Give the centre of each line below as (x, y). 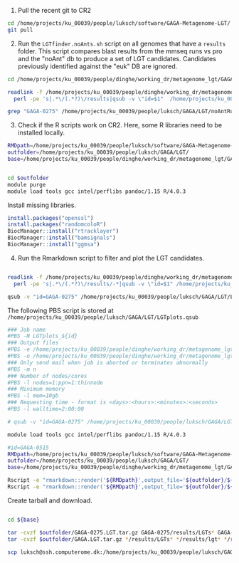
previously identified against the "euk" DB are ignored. (97, 66)
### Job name (27, 330)
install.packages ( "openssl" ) (51, 218)
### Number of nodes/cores (47, 376)
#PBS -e (19, 349)
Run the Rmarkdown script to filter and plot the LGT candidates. (111, 258)
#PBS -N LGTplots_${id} (43, 336)
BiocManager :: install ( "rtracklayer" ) (63, 231)
